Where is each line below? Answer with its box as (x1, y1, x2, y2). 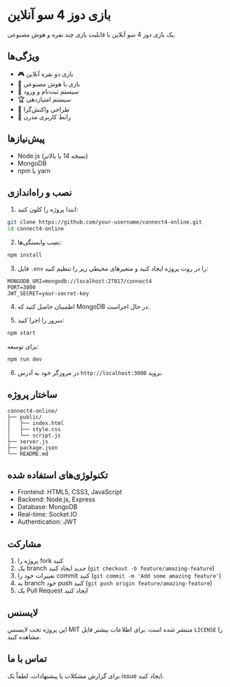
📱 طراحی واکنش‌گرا (17, 105, 70, 114)
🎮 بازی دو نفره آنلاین (17, 69, 74, 78)
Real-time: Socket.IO (17, 510, 77, 519)
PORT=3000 (7, 284, 36, 291)
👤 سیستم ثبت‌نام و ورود (17, 87, 79, 95)
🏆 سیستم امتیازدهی (17, 95, 72, 103)
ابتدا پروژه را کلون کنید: (17, 205, 79, 214)
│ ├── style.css (7, 426, 61, 433)
